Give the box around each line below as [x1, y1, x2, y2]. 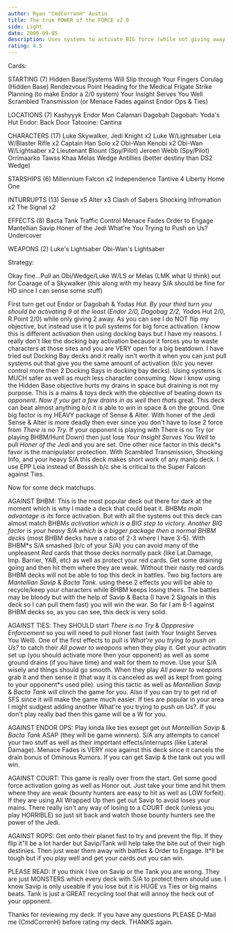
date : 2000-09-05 [8, 29, 58, 37]
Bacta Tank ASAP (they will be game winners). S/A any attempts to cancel [8, 731, 220, 739]
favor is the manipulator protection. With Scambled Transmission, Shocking [8, 448, 223, 456]
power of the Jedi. [8, 818, 60, 827]
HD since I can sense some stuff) [8, 287, 103, 294]
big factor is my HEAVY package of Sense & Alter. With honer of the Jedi [8, 411, 216, 419]
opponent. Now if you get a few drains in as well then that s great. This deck [8, 396, 225, 404]
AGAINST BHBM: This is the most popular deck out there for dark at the [8, 497, 212, 505]
